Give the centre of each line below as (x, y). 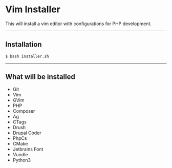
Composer (24, 111)
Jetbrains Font (28, 149)
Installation (24, 45)
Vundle (20, 154)
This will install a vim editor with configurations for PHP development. (79, 24)
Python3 (21, 160)
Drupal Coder (27, 133)
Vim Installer (33, 9)
